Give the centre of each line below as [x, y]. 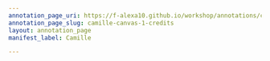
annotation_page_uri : [45, 15]
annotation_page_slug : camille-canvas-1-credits [91, 23]
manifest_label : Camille [50, 38]
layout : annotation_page [50, 30]
